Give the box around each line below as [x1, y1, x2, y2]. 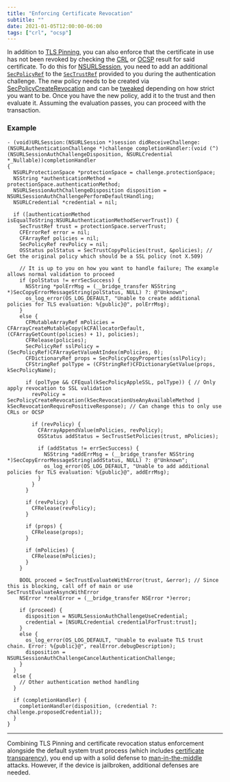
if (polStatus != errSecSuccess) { [19, 277, 121, 284]
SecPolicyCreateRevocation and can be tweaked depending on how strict [7, 84, 215, 93]
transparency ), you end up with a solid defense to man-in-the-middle [7, 753, 203, 761]
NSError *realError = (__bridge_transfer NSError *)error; [19, 594, 192, 602]
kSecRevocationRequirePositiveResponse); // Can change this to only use [7, 402, 222, 410]
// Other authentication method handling [19, 679, 139, 685]
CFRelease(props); [31, 528, 84, 535]
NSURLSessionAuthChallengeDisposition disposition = [13, 186, 167, 194]
